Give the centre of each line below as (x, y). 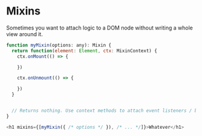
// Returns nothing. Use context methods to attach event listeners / (102, 111)
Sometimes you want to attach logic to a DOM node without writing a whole (100, 28)
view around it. (25, 34)
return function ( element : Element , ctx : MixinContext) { (84, 51)
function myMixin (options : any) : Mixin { (59, 45)
